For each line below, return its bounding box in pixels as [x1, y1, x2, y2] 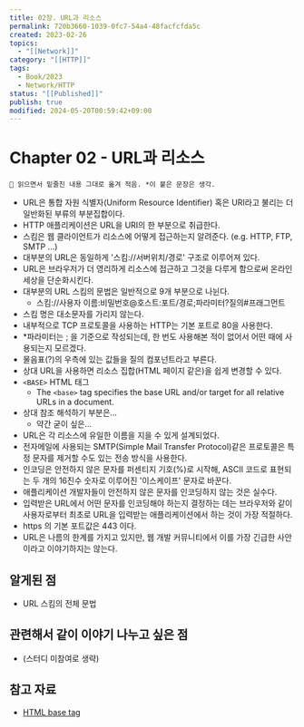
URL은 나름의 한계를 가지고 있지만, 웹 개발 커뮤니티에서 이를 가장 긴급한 [22, 532, 276, 543]
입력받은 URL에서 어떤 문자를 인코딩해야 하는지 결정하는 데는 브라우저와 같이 [22, 498, 293, 509]
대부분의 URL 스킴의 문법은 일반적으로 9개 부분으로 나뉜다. [22, 286, 230, 297]
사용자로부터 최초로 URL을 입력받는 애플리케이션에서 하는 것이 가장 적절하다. [22, 509, 293, 520]
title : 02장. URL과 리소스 [9, 13, 103, 23]
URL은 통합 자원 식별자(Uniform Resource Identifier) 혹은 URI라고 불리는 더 [22, 197, 294, 208]
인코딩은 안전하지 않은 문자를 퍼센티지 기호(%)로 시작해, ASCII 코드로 [22, 464, 268, 475]
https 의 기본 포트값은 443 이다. [22, 520, 137, 531]
